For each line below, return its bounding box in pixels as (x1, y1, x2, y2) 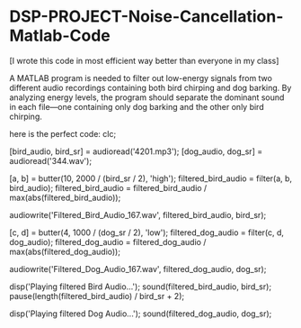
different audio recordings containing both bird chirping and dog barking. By (9, 82, 292, 93)
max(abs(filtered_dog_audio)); (9, 246, 121, 257)
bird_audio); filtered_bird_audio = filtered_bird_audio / (9, 182, 208, 193)
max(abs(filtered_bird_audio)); (9, 192, 121, 203)
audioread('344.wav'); (9, 155, 93, 166)
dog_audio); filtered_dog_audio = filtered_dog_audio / (9, 236, 207, 247)
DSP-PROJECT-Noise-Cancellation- (9, 6, 284, 27)
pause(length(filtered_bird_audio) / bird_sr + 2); (9, 290, 185, 301)
